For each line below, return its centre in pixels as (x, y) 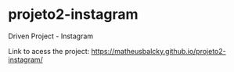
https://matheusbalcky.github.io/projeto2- (158, 51)
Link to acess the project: (49, 51)
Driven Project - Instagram (51, 36)
